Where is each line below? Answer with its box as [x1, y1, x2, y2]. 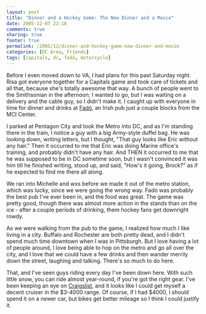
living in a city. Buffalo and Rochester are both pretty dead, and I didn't [6, 231, 185, 238]
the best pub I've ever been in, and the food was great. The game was [6, 193, 184, 200]
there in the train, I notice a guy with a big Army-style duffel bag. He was [6, 129, 190, 136]
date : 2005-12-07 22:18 [6, 20, 67, 26]
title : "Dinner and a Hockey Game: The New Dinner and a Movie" [6, 15, 174, 21]
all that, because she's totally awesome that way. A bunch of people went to [6, 84, 199, 92]
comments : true [6, 26, 45, 33]
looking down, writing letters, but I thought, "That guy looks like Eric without [6, 136, 198, 143]
